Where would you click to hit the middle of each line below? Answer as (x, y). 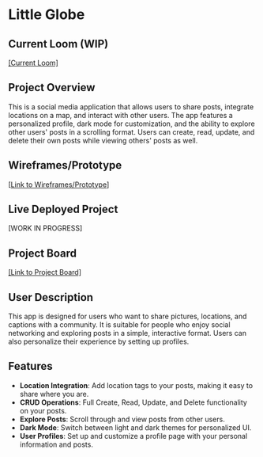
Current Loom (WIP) (58, 44)
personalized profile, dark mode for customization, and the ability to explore (131, 124)
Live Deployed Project (63, 209)
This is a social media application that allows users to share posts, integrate (131, 107)
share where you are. (54, 394)
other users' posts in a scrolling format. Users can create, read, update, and (131, 131)
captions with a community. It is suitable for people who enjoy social (119, 325)
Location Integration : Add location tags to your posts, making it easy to (136, 385)
